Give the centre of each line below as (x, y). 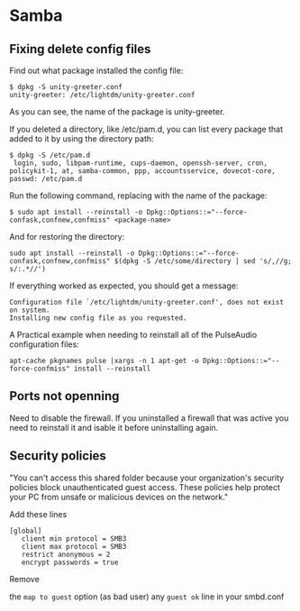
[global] (26, 531)
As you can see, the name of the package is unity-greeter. (117, 112)
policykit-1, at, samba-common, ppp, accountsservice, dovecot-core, (143, 171)
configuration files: (44, 344)
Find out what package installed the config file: (96, 70)
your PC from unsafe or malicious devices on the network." (119, 497)
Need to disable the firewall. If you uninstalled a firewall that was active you (149, 418)
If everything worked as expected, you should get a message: (124, 286)
